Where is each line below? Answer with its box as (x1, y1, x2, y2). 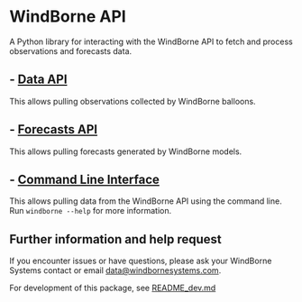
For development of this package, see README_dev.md (9, 282, 216, 294)
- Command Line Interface (9, 171, 160, 187)
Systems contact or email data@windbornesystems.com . (9, 265, 222, 276)
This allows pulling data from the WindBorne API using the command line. (9, 196, 282, 206)
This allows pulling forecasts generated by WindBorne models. (9, 146, 243, 157)
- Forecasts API (9, 122, 97, 137)
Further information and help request (9, 232, 223, 247)
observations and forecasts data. (9, 45, 133, 56)
